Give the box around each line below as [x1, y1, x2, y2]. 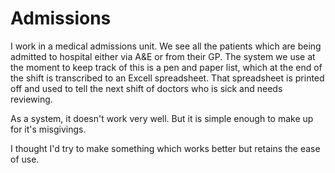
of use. [10, 153, 40, 165]
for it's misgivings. [10, 123, 87, 135]
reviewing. [10, 93, 53, 105]
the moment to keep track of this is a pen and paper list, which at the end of [10, 61, 323, 73]
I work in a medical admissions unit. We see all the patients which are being [10, 40, 322, 52]
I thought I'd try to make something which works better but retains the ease [10, 142, 321, 154]
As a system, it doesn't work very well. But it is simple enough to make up [10, 112, 314, 124]
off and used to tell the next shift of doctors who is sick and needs [10, 82, 283, 94]
